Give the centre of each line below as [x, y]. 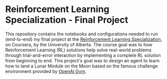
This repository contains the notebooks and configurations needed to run [82, 34]
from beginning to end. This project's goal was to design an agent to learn [82, 60]
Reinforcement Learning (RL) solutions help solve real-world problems [78, 50]
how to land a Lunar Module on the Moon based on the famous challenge [81, 66]
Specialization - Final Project [67, 20]
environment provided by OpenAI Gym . [46, 71]
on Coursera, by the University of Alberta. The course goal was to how [79, 44]
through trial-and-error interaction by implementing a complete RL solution [83, 55]
